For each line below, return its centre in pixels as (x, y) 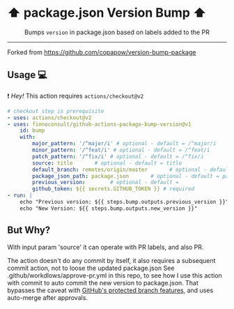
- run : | (20, 196)
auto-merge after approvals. (48, 297)
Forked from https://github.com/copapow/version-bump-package (102, 52)
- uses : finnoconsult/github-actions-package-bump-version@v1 (99, 124)
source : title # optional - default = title (107, 163)
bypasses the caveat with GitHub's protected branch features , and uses (110, 290)
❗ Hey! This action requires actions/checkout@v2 (76, 96)
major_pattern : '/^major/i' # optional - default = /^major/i (124, 144)
